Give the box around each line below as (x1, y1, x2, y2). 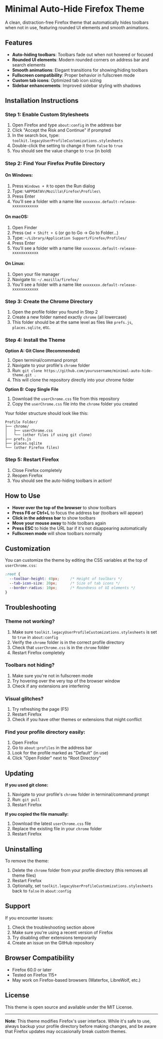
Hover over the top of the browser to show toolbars (12, 504, 116, 510)
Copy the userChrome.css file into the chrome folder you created (12, 401, 138, 406)
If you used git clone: (5, 782, 49, 788)
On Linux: (5, 261, 25, 267)
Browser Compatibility (5, 954, 74, 962)
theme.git (12, 372, 33, 377)
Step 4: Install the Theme (5, 336, 65, 343)
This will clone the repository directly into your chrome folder (12, 377, 134, 383)
